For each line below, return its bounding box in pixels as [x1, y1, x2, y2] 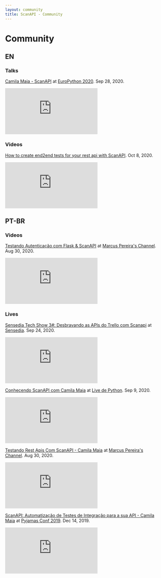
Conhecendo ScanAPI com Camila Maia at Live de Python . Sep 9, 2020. [5, 387, 151, 393]
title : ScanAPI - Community [5, 12, 63, 17]
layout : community [5, 7, 43, 12]
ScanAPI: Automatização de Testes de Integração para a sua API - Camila [5, 512, 155, 518]
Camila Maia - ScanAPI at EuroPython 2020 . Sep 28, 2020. [5, 78, 125, 84]
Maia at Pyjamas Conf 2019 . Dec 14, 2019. [5, 517, 90, 523]
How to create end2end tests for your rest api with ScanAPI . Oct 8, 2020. [5, 152, 154, 158]
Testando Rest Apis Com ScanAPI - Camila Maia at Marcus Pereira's [5, 447, 144, 453]
